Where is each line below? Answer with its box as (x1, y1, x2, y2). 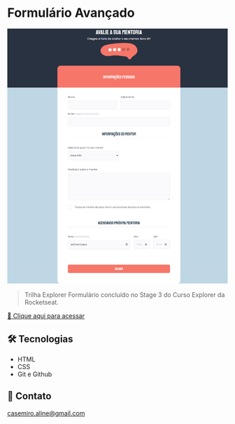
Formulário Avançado (7, 5, 135, 21)
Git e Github (17, 370, 52, 378)
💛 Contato (7, 390, 52, 402)
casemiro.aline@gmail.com (7, 409, 85, 417)
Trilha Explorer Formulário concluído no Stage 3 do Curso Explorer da (24, 291, 225, 299)
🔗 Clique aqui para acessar (7, 312, 85, 320)
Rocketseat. (24, 298, 59, 307)
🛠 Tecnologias (7, 333, 73, 345)
